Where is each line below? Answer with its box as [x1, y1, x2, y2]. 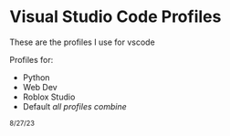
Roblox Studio [22, 91, 76, 102]
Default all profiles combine [22, 100, 127, 111]
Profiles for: [9, 54, 54, 65]
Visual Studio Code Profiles [9, 6, 222, 27]
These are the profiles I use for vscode [9, 37, 155, 47]
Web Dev [22, 81, 57, 92]
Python [22, 71, 50, 83]
